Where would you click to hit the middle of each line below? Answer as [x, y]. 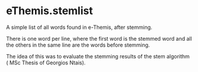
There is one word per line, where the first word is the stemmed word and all [99, 38]
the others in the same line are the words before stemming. [78, 45]
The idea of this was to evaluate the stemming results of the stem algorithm [98, 56]
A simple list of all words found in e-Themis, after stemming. [79, 27]
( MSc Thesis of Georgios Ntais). [46, 63]
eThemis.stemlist [50, 11]
